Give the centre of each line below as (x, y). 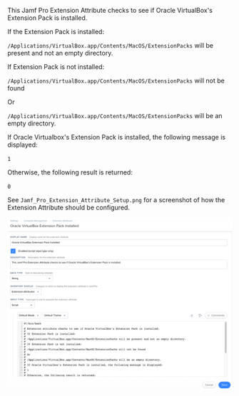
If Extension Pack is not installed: (56, 67)
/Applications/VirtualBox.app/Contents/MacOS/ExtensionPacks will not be (116, 80)
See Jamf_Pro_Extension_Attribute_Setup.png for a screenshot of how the (116, 200)
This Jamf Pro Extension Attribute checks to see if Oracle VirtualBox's (110, 10)
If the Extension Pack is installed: (56, 32)
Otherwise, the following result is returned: (70, 172)
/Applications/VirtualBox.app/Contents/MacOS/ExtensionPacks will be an (115, 116)
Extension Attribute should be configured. (69, 207)
